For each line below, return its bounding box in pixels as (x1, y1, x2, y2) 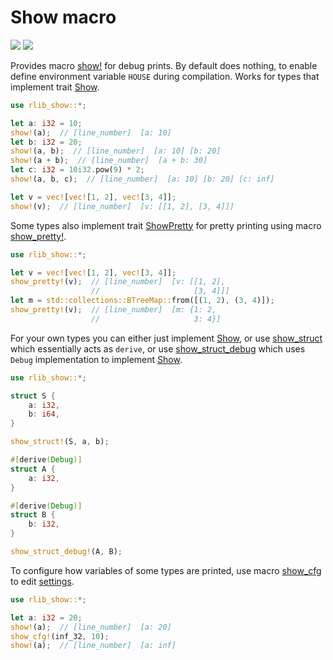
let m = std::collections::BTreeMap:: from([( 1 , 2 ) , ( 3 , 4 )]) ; (10, 296, 275, 306)
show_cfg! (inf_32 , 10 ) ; (10, 631, 110, 641)
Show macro (10, 6, 117, 29)
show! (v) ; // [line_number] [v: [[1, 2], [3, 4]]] (10, 201, 235, 211)
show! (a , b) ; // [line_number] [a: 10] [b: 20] (10, 146, 222, 156)
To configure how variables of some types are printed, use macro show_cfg (10, 564, 322, 576)
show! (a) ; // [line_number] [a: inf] (10, 641, 177, 651)
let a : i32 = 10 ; (10, 118, 83, 128)
